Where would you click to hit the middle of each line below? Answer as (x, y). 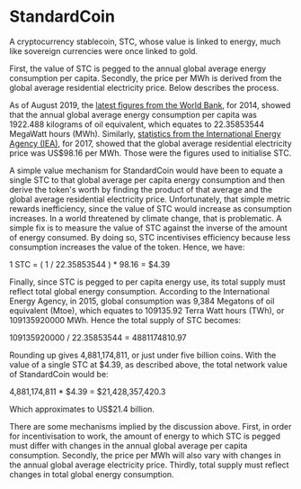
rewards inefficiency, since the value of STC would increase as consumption (150, 208)
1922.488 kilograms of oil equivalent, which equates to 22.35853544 (137, 124)
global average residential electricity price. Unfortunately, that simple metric (150, 199)
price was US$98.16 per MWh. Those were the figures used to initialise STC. (150, 153)
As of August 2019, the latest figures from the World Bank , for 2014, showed (150, 104)
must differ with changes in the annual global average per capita (128, 445)
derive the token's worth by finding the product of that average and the (141, 189)
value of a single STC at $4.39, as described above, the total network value (148, 364)
